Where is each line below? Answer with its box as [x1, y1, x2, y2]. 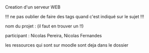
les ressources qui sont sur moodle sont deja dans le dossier [5, 42, 129, 48]
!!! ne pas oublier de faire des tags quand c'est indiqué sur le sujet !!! [5, 14, 145, 19]
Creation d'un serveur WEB [5, 4, 61, 10]
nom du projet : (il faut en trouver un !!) [5, 23, 84, 29]
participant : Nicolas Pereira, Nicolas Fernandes [5, 33, 102, 38]
